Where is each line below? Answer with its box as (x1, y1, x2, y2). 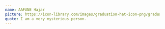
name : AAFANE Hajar (5, 7, 45, 12)
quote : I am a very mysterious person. (5, 16, 87, 21)
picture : (5, 12, 23, 17)
